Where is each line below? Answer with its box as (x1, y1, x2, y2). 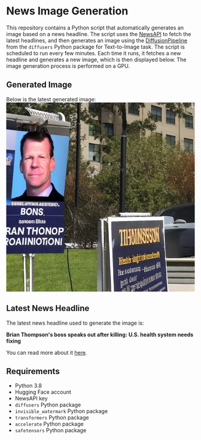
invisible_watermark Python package (14, 408, 108, 415)
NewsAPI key (14, 395, 48, 402)
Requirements (6, 366, 60, 376)
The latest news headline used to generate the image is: (6, 319, 145, 327)
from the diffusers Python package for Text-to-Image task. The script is (6, 43, 185, 50)
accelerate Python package (14, 420, 84, 427)
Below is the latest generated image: (6, 95, 96, 103)
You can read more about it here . (6, 349, 87, 356)
